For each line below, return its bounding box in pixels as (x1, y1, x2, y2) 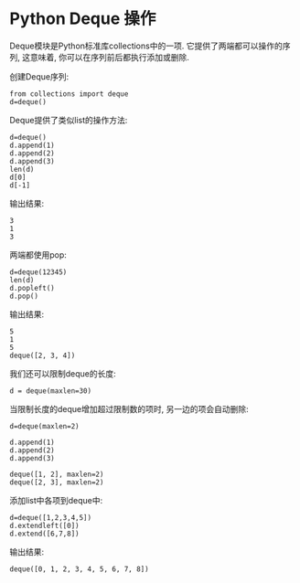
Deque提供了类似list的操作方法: (9, 114, 128, 125)
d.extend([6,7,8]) (9, 529, 80, 538)
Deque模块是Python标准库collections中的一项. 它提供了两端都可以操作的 (9, 40, 284, 51)
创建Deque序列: (9, 70, 70, 82)
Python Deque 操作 (9, 8, 156, 29)
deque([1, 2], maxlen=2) (9, 470, 104, 479)
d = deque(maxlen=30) (9, 386, 92, 396)
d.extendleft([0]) (9, 521, 80, 530)
